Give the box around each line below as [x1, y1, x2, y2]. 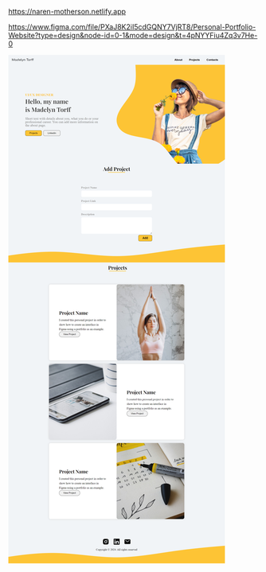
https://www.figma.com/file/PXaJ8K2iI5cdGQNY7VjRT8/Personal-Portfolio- [8, 22, 256, 31]
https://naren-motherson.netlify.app [8, 7, 126, 16]
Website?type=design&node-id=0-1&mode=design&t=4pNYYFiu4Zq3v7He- [8, 31, 258, 40]
